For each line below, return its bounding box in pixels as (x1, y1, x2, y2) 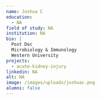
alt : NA (6, 74, 25, 80)
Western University (11, 52, 59, 58)
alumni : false (6, 85, 41, 91)
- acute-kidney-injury (11, 63, 67, 69)
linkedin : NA (6, 69, 38, 75)
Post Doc (11, 42, 33, 48)
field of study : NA (6, 25, 54, 31)
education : (6, 14, 33, 20)
